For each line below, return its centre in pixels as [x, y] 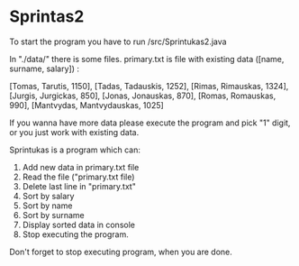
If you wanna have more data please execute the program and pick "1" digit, [150, 123]
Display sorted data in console [78, 225]
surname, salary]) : [44, 69]
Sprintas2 [47, 17]
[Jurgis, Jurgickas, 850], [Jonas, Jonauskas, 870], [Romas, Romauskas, [143, 96]
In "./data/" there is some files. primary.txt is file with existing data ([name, [147, 59]
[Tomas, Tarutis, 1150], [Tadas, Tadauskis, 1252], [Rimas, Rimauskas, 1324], [149, 86]
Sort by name [47, 206]
